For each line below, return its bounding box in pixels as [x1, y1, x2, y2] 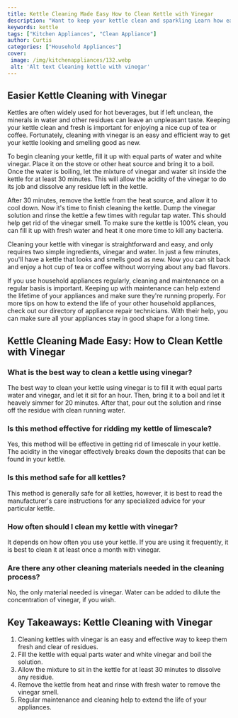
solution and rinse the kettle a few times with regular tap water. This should [7, 211, 227, 220]
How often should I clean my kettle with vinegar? [7, 521, 178, 531]
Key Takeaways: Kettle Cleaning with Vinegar [7, 616, 213, 629]
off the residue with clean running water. [7, 406, 126, 415]
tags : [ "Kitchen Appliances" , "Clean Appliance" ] [7, 30, 157, 38]
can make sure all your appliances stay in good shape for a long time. [7, 314, 210, 323]
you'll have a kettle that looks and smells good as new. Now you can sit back [7, 255, 231, 263]
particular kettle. [7, 504, 55, 512]
